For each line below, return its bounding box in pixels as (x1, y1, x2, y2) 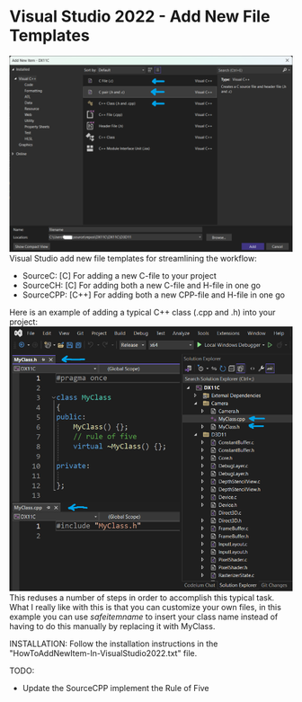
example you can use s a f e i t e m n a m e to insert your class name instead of (9, 611, 279, 622)
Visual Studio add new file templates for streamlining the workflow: (9, 253, 258, 264)
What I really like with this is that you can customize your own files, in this (9, 602, 281, 613)
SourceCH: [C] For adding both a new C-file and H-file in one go (22, 280, 261, 291)
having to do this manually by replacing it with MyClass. (9, 621, 216, 632)
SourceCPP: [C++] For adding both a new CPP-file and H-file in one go (22, 289, 286, 300)
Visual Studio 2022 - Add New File (9, 6, 271, 27)
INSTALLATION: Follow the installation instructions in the (9, 638, 218, 649)
